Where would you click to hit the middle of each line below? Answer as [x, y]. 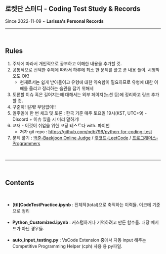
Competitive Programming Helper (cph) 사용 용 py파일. [67, 246]
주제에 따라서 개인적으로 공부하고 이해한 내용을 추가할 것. [67, 63]
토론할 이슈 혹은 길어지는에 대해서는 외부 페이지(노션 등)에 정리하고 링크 [81, 94]
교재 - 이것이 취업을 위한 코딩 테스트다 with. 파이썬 [61, 125]
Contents [20, 183]
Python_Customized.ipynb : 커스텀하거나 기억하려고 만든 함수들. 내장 [81, 222]
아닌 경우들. [33, 229]
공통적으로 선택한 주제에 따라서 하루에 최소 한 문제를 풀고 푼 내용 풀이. [79, 70]
